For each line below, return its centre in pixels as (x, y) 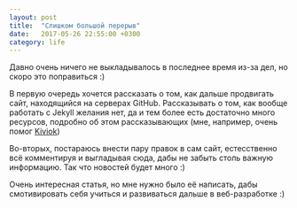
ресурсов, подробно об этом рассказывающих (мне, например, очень (144, 122)
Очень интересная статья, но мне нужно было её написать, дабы (134, 185)
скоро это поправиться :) (57, 77)
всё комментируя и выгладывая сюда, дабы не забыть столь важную (141, 158)
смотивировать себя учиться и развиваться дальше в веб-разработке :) (147, 194)
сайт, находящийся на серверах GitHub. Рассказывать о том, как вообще (148, 104)
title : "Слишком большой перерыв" (75, 26)
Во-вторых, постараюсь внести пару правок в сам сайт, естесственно (143, 149)
